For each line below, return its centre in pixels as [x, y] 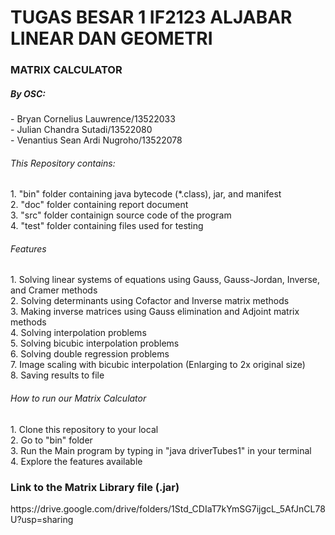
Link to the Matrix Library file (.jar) [95, 487]
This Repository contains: [63, 163]
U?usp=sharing [42, 519]
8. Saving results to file [57, 375]
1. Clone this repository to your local [84, 429]
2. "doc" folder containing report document [99, 205]
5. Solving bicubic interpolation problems [95, 343]
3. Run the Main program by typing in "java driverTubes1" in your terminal [161, 450]
